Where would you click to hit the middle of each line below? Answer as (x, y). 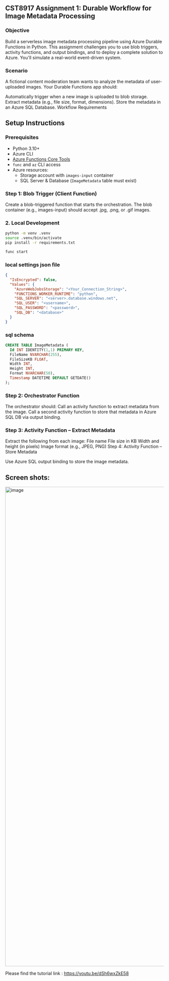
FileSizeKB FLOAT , (29, 359)
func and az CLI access (36, 164)
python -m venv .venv (28, 234)
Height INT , (22, 369)
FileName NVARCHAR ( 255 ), (36, 354)
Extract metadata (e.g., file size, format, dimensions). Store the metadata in (83, 102)
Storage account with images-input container (67, 175)
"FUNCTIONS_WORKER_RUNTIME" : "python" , (56, 294)
